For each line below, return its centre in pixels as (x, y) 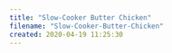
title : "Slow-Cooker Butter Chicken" (81, 18)
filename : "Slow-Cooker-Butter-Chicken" (87, 26)
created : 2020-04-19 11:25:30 (67, 34)
